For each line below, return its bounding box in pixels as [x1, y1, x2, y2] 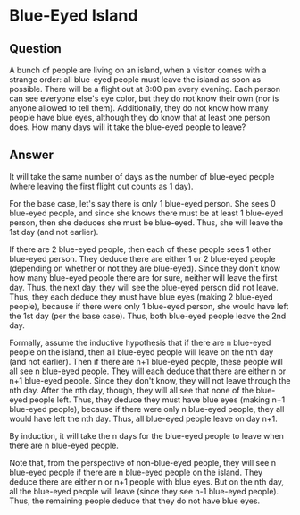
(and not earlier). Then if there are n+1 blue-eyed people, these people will [9, 356, 283, 367]
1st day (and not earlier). [9, 226, 99, 237]
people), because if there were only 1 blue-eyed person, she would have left [9, 300, 289, 311]
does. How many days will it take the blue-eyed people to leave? [9, 122, 246, 132]
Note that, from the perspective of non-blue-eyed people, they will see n [9, 457, 277, 468]
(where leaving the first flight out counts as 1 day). [9, 181, 194, 191]
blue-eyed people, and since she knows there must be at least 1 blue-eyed [9, 207, 284, 218]
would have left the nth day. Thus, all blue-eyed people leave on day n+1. [9, 413, 279, 424]
